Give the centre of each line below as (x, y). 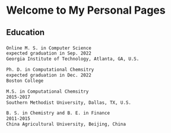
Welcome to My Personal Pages (86, 10)
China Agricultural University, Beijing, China (66, 124)
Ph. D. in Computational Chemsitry (50, 70)
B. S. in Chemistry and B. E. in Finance (58, 113)
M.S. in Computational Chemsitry (47, 91)
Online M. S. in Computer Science (49, 48)
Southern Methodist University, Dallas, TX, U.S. (69, 102)
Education (26, 32)
